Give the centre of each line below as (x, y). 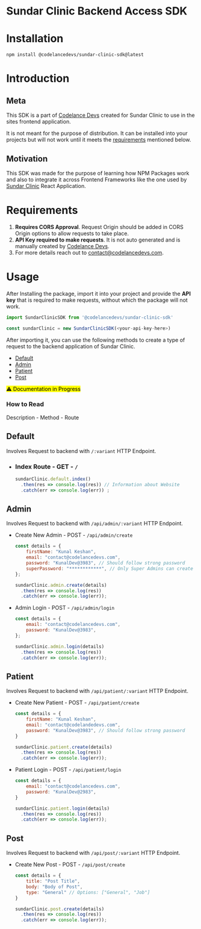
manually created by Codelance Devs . (62, 246)
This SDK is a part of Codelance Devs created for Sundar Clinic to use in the (100, 115)
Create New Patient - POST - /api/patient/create (77, 702)
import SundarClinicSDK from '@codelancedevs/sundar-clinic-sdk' (90, 317)
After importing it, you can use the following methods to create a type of (96, 340)
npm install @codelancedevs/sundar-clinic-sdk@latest (75, 55)
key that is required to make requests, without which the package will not (97, 300)
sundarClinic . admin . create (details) (61, 585)
